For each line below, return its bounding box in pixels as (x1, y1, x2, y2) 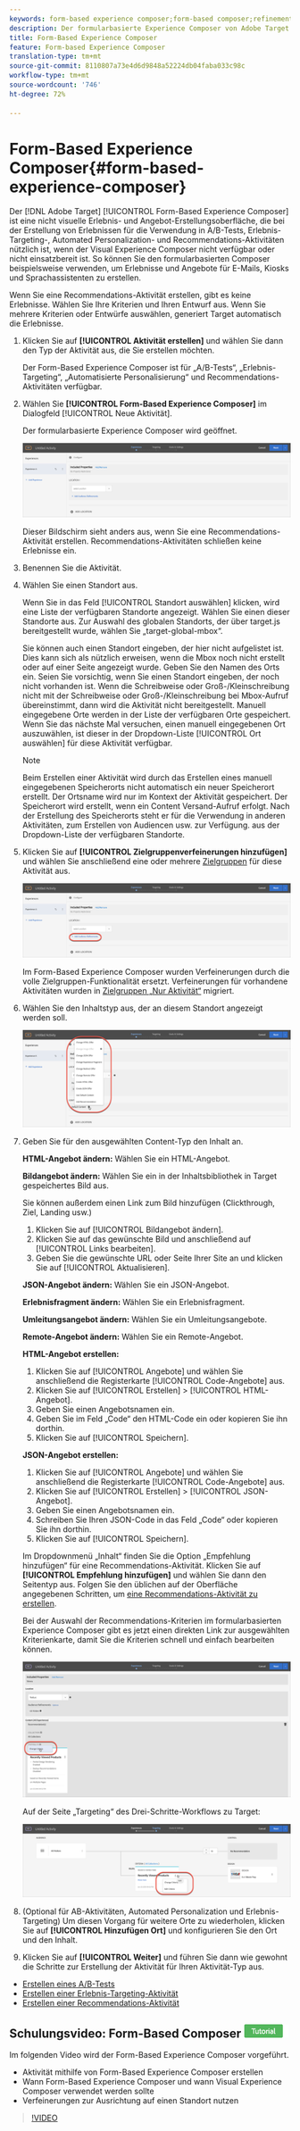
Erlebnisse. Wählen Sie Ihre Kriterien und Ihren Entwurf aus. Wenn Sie (9, 299, 266, 310)
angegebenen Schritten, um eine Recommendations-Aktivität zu (21, 1589, 259, 1600)
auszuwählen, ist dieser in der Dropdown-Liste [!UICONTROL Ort (21, 728, 262, 739)
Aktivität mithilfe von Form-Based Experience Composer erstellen (21, 2067, 263, 2077)
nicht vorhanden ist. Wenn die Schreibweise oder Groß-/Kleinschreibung (21, 681, 290, 692)
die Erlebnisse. (9, 318, 64, 329)
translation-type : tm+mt (9, 52, 102, 62)
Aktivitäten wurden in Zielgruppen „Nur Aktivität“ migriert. (21, 985, 235, 995)
